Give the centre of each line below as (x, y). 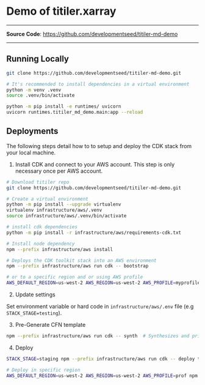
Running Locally (38, 59)
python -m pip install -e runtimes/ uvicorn (64, 107)
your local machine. (31, 152)
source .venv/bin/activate (41, 95)
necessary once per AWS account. (59, 171)
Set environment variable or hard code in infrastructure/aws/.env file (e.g (100, 307)
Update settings (35, 294)
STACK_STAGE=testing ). (34, 313)
